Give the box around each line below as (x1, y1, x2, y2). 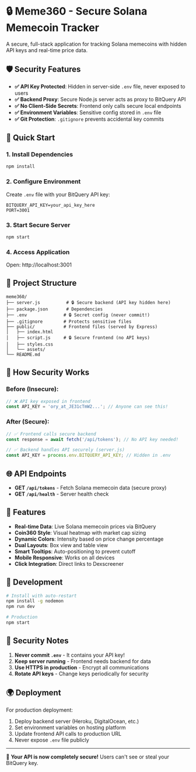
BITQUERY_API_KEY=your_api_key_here (6, 202, 95, 208)
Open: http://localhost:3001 (6, 261, 72, 268)
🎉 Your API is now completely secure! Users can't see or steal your (6, 753, 169, 760)
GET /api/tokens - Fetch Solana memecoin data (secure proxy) (14, 484, 167, 491)
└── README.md (6, 351, 41, 357)
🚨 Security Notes (6, 636, 69, 646)
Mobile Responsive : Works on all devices (14, 554, 115, 561)
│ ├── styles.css (6, 341, 54, 347)
